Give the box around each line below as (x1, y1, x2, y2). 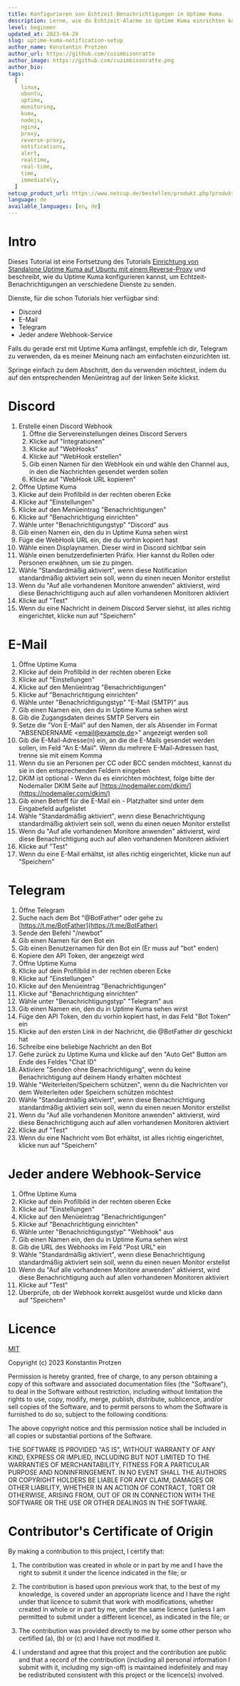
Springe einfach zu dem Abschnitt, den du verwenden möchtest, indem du (8, 365, 227, 374)
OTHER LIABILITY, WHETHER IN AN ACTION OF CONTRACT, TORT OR (8, 1483, 216, 1492)
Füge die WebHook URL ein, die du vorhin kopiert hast (18, 535, 178, 544)
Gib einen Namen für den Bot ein (18, 936, 115, 944)
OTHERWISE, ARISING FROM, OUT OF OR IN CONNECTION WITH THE (8, 1490, 216, 1499)
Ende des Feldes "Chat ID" (18, 1057, 97, 1066)
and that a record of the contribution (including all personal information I (18, 1655, 231, 1664)
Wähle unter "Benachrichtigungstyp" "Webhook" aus (18, 1227, 174, 1236)
